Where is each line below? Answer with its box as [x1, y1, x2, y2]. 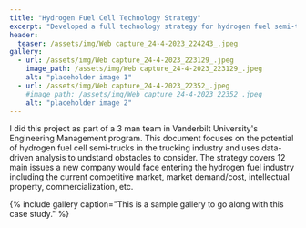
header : [9, 30, 39, 39]
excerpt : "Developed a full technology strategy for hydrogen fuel [9, 22, 271, 31]
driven [9, 152, 34, 163]
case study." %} [9, 209, 70, 220]
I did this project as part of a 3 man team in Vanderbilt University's [9, 123, 258, 134]
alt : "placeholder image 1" [25, 73, 132, 82]
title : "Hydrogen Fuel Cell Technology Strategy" [9, 13, 202, 23]
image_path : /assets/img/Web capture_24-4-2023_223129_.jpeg [25, 65, 262, 74]
